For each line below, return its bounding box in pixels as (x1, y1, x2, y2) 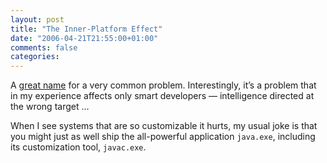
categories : (10, 52, 60, 62)
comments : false (10, 42, 78, 53)
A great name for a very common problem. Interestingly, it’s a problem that (10, 79, 317, 91)
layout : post (10, 14, 65, 25)
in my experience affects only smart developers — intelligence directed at (10, 90, 315, 102)
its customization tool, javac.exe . (10, 141, 147, 153)
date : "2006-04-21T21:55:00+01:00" (10, 33, 159, 43)
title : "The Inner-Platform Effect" (10, 24, 163, 34)
